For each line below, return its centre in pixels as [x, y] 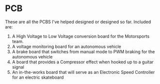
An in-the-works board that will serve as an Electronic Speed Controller [83, 72]
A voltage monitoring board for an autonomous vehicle [66, 46]
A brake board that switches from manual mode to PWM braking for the [83, 52]
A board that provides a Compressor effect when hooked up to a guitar [83, 62]
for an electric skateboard [38, 77]
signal [18, 67]
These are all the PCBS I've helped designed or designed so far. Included [78, 22]
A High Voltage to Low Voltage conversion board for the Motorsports [81, 36]
